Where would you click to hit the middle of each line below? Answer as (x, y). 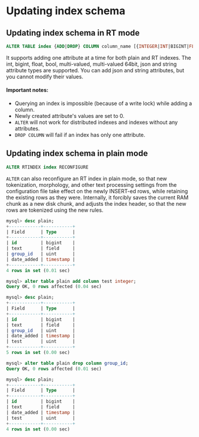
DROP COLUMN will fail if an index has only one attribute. (80, 135)
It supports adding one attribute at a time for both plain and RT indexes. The (99, 58)
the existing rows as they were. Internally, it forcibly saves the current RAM (97, 197)
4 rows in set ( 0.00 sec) (38, 429)
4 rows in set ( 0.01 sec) (38, 270)
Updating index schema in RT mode (73, 33)
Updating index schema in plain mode (77, 153)
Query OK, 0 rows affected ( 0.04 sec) (54, 287)
